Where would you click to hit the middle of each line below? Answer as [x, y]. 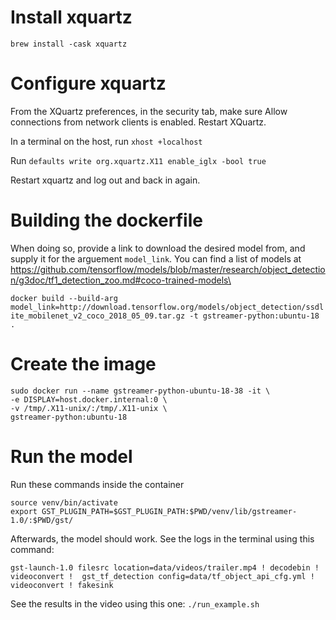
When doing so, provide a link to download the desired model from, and [158, 248]
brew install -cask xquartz [69, 44]
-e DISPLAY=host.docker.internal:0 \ [89, 399]
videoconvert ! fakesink [62, 585]
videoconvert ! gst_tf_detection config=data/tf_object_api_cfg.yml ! [162, 576]
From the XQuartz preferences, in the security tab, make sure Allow [149, 111]
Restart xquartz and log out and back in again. [105, 180]
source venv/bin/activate [64, 502]
